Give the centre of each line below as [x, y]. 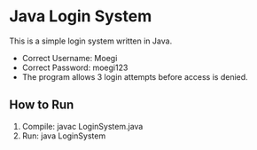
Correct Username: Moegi [70, 58]
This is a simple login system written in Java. [91, 41]
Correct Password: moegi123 [75, 67]
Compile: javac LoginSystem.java [82, 126]
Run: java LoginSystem [64, 136]
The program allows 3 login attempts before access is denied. [135, 76]
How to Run [42, 105]
